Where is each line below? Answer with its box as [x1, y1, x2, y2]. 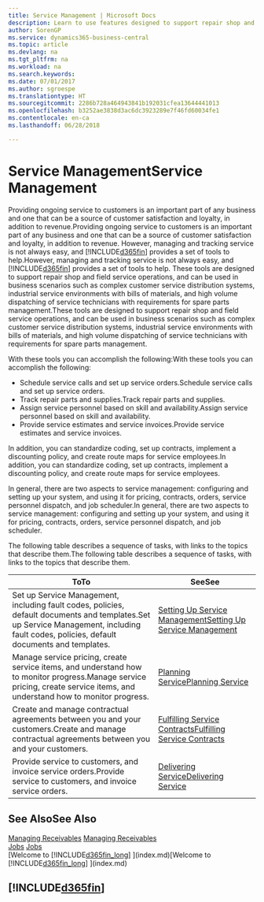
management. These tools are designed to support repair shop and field [8, 305, 240, 315]
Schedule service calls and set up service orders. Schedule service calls [19, 377, 253, 387]
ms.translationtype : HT [8, 92, 86, 100]
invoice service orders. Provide [12, 766, 125, 777]
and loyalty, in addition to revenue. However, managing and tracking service [8, 238, 254, 248]
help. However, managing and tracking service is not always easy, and [8, 255, 234, 265]
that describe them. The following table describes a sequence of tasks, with [8, 549, 252, 559]
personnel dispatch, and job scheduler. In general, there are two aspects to [8, 500, 249, 510]
